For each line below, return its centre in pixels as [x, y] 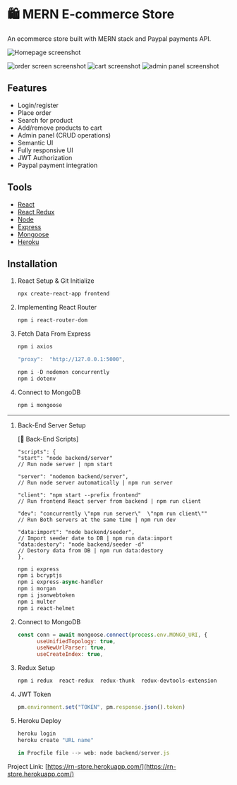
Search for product [45, 120]
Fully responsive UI [45, 150]
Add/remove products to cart [60, 128]
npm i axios [35, 347]
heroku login [37, 734]
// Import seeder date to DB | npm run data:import [95, 538]
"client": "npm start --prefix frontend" [79, 495]
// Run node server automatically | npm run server [95, 482]
